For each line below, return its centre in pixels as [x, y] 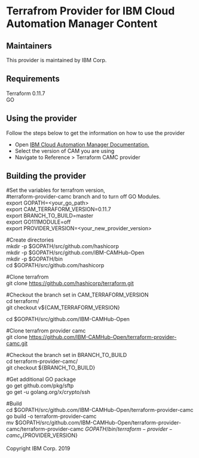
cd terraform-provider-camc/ [42, 361]
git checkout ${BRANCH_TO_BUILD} [51, 368]
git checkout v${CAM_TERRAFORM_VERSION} [63, 308]
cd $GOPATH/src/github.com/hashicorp [55, 265]
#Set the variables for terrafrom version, [56, 190]
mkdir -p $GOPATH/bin [34, 259]
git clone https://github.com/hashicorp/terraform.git [70, 283]
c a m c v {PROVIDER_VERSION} [42, 436]
